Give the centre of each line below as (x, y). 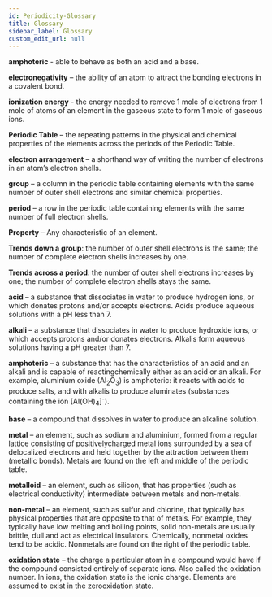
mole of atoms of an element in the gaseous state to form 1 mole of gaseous (136, 111)
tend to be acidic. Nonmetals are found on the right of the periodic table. (130, 544)
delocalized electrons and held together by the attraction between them (128, 451)
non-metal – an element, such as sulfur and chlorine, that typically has (127, 509)
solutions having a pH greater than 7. (70, 347)
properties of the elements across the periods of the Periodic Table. (122, 144)
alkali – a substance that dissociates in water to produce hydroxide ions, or (134, 330)
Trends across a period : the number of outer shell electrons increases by (131, 272)
